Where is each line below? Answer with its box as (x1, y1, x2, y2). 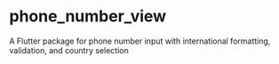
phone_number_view (9, 6, 167, 27)
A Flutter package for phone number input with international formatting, (9, 36, 271, 46)
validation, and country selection (9, 44, 129, 55)
